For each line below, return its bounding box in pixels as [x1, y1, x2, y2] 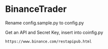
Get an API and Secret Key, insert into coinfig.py [5, 29, 104, 35]
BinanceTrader [5, 3, 67, 15]
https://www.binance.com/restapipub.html [5, 39, 92, 44]
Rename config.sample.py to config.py [5, 20, 84, 26]
